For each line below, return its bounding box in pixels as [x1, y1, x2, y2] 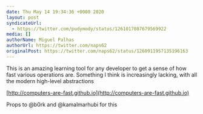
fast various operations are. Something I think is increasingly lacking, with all [6, 71, 198, 78]
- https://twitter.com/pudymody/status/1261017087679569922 [12, 25, 167, 32]
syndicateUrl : [6, 20, 42, 26]
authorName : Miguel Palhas [6, 37, 75, 43]
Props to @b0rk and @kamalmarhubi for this [6, 101, 118, 108]
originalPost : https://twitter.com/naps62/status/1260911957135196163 [6, 48, 188, 54]
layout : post [6, 14, 39, 21]
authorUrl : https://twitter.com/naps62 [6, 43, 107, 49]
